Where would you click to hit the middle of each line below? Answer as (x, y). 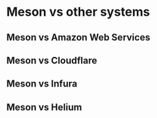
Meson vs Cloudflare (52, 60)
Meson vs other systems (78, 12)
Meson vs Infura (42, 84)
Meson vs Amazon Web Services (78, 37)
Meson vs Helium (44, 107)
